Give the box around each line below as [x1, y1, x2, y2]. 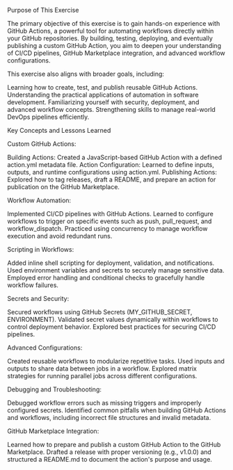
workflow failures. [7, 281, 59, 289]
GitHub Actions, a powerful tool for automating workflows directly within [7, 27, 214, 35]
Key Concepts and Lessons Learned [7, 127, 111, 134]
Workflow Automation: [7, 196, 72, 204]
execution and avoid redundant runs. [7, 232, 113, 240]
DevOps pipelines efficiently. [7, 113, 90, 121]
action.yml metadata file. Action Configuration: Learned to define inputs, [7, 161, 214, 169]
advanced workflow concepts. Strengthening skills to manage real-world [7, 106, 216, 113]
